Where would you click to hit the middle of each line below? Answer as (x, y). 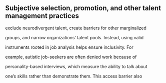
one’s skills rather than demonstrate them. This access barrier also (74, 76)
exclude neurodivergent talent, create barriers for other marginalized (76, 28)
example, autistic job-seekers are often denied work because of (71, 57)
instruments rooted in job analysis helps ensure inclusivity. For (69, 47)
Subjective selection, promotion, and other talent (83, 8)
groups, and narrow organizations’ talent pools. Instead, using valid (74, 37)
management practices (42, 16)
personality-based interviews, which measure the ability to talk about (76, 66)
